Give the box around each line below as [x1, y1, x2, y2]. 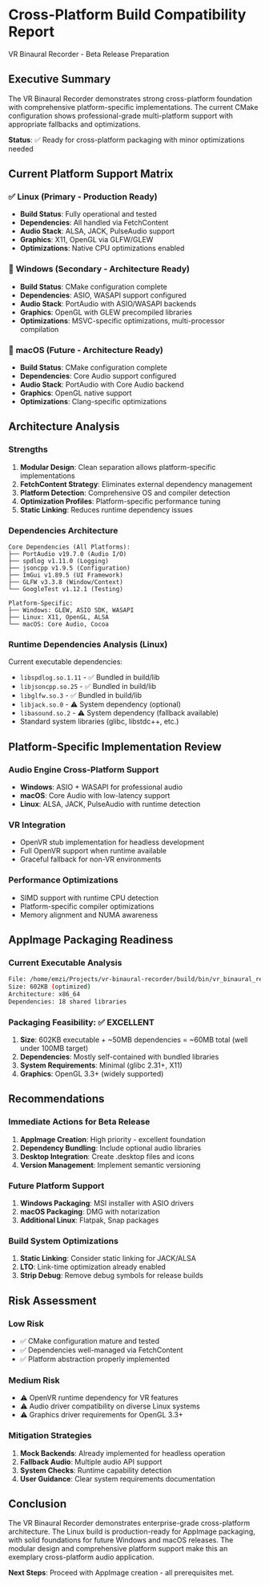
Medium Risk [8, 1374, 60, 1385]
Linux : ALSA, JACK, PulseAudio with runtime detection [19, 800, 201, 809]
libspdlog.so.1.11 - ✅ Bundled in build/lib [19, 672, 160, 683]
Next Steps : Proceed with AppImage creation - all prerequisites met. [8, 1568, 235, 1578]
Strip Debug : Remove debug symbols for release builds [19, 1271, 204, 1280]
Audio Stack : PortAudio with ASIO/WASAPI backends [19, 298, 197, 308]
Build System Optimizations [8, 1235, 118, 1247]
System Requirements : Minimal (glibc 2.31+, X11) [19, 1060, 183, 1070]
